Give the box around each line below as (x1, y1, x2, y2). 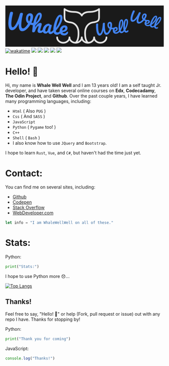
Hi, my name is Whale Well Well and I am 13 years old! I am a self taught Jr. (5, 82, 162, 88)
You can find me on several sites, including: (5, 184, 96, 190)
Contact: (5, 167, 43, 179)
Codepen (12, 199, 32, 205)
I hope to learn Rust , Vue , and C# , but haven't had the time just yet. (5, 150, 142, 156)
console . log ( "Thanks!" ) (5, 355, 55, 361)
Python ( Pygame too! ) (12, 124, 56, 130)
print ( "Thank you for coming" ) (5, 336, 71, 341)
